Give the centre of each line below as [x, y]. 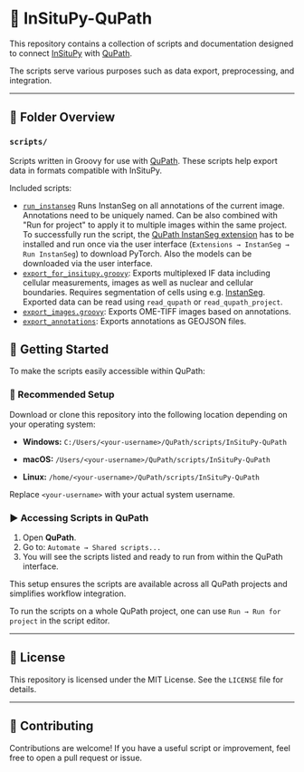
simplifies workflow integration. [68, 593]
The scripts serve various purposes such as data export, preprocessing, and [152, 71]
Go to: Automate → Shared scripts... [91, 547]
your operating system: [53, 424]
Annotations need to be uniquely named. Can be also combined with [150, 215]
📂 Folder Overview [62, 117]
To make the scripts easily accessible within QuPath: [107, 372]
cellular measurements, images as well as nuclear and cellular [138, 282]
